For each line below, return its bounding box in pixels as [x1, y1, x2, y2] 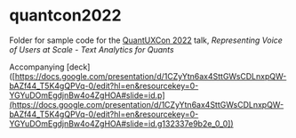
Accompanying [9, 61, 65, 72]
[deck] [66, 61, 91, 72]
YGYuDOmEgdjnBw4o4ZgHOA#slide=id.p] [9, 90, 166, 101]
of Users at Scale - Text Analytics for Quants [9, 44, 175, 54]
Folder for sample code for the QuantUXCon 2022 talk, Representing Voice [9, 35, 283, 45]
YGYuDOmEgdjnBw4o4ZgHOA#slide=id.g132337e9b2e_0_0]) [9, 118, 234, 129]
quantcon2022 [9, 5, 122, 26]
